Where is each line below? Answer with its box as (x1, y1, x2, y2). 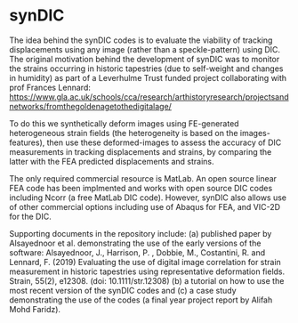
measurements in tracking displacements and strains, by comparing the (9, 146, 272, 157)
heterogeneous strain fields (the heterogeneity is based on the (9, 127, 238, 138)
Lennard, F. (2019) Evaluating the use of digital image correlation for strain (9, 256, 282, 267)
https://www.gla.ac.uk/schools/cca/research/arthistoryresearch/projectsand (9, 91, 289, 102)
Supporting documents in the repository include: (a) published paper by (9, 228, 272, 238)
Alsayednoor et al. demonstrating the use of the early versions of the (9, 238, 262, 248)
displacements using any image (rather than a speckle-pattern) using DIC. (9, 44, 281, 54)
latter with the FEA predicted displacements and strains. (9, 156, 215, 166)
